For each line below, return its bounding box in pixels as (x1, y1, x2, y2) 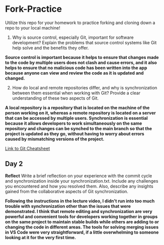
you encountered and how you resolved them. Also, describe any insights (5, 183, 153, 189)
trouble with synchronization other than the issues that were (5, 203, 131, 209)
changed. (5, 75, 25, 81)
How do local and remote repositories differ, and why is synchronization (12, 84, 158, 90)
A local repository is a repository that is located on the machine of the (5, 105, 150, 110)
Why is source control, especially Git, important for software (12, 34, 134, 40)
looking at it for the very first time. (5, 234, 76, 240)
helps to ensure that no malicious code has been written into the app (5, 65, 147, 71)
